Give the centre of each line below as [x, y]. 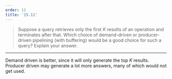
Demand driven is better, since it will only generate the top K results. [77, 60]
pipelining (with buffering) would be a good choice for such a [97, 40]
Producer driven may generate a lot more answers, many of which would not [86, 65]
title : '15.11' [21, 15]
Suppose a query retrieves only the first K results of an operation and [91, 29]
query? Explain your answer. [48, 45]
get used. [15, 71]
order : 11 [16, 10]
